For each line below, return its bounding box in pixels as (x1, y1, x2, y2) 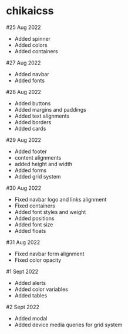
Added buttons (14, 99, 51, 107)
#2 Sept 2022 (6, 303, 40, 310)
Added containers (14, 47, 58, 54)
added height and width (14, 160, 72, 167)
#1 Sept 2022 (6, 268, 39, 275)
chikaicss (6, 4, 54, 18)
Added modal (14, 314, 48, 322)
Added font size (14, 220, 53, 228)
